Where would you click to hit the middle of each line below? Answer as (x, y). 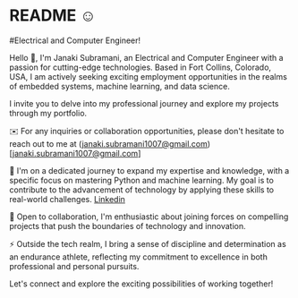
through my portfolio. (48, 113)
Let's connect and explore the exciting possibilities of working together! (141, 284)
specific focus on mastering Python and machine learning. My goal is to (142, 180)
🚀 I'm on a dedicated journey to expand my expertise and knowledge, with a (149, 170)
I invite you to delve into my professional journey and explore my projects (144, 103)
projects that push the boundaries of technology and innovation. (128, 226)
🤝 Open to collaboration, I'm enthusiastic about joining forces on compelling (149, 217)
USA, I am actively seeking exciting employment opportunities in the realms (149, 76)
